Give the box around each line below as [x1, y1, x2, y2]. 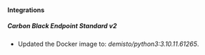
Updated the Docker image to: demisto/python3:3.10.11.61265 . [17, 39, 199, 48]
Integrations [7, 6, 45, 14]
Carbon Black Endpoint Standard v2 [7, 22, 117, 30]
